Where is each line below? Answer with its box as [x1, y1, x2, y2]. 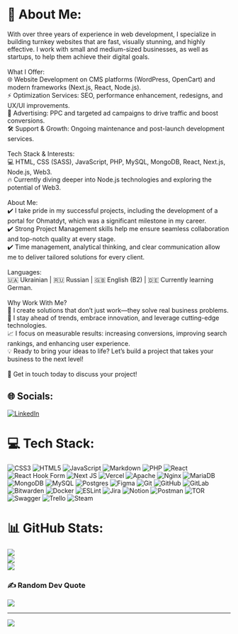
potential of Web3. [7, 183, 62, 191]
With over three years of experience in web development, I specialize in [7, 30, 217, 38]
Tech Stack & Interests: [7, 149, 75, 158]
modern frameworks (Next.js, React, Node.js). [7, 83, 142, 91]
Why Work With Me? [7, 298, 67, 307]
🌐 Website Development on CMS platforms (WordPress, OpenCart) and [7, 74, 216, 84]
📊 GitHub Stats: [7, 520, 104, 536]
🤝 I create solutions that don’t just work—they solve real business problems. [7, 306, 229, 314]
